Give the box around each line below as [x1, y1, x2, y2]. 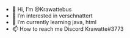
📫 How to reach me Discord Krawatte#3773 [12, 25, 124, 33]
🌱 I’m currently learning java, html [12, 19, 97, 25]
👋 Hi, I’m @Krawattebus [12, 6, 72, 13]
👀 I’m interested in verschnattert [12, 12, 93, 19]
